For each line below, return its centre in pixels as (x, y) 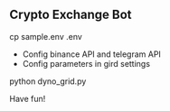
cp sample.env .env (46, 36)
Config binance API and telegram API (91, 54)
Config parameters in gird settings (86, 63)
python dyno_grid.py (48, 81)
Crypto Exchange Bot (71, 15)
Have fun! (28, 98)
